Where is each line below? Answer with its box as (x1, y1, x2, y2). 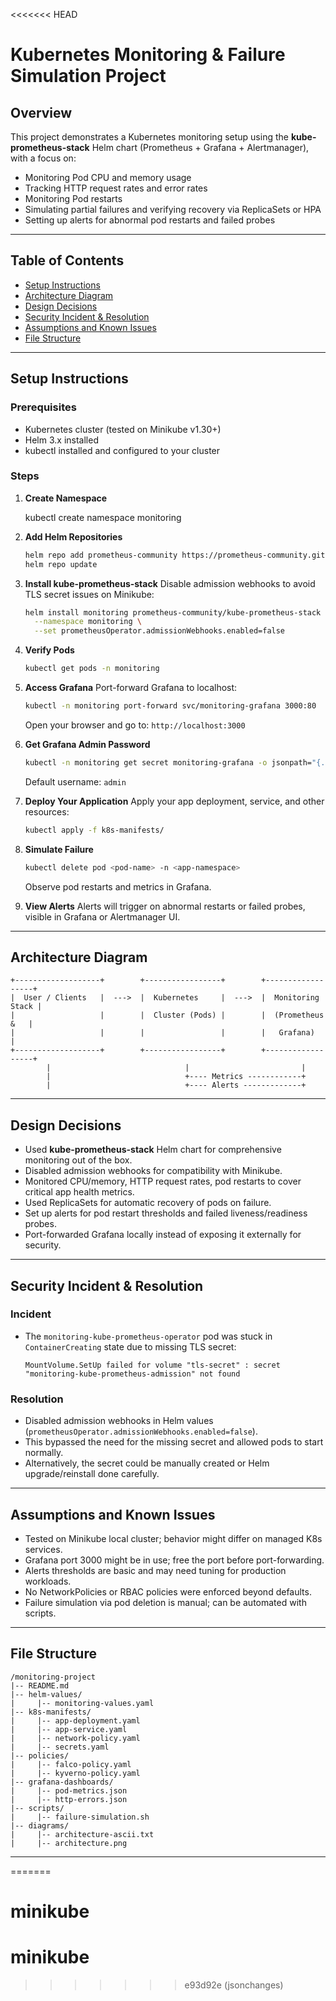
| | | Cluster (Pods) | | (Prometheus (10, 1010, 325, 1021)
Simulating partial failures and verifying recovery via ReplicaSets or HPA (24, 204, 322, 215)
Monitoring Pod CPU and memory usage (24, 172, 192, 183)
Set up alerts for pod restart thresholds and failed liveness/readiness (24, 1207, 308, 1219)
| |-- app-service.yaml (10, 1724, 128, 1734)
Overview (10, 104, 73, 121)
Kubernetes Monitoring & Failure (10, 44, 286, 66)
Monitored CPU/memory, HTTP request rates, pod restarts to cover (24, 1175, 302, 1188)
